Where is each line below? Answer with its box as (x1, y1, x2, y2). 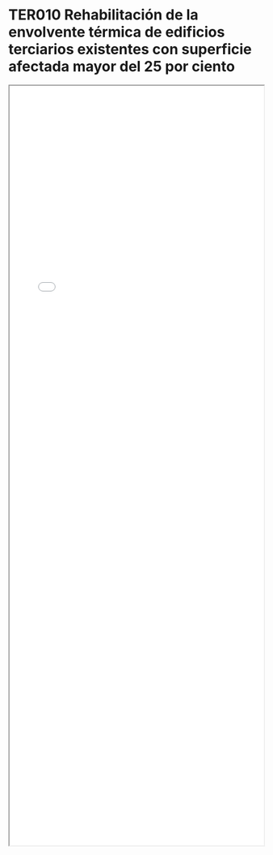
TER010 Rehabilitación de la (8, 6, 199, 24)
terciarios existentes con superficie (8, 41, 252, 58)
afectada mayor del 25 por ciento (8, 58, 236, 76)
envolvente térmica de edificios (8, 23, 225, 41)
